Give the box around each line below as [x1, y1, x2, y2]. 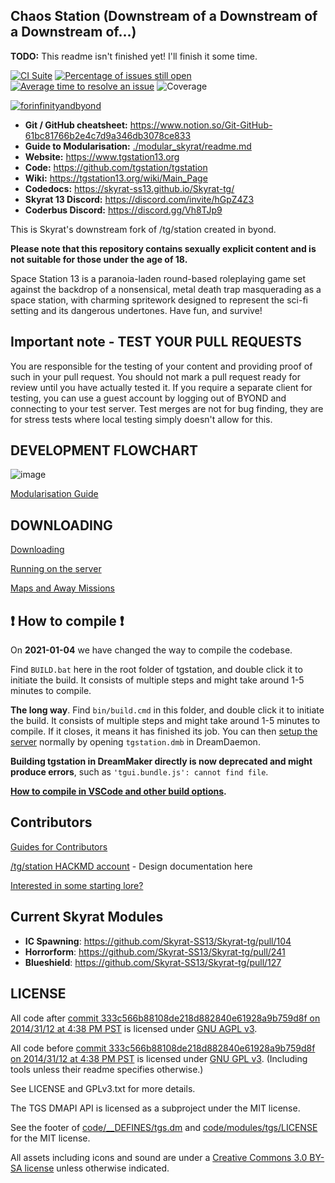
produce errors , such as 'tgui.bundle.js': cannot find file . [10, 766, 269, 778]
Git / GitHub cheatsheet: [24, 119, 128, 131]
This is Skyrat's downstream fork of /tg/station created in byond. [10, 223, 277, 235]
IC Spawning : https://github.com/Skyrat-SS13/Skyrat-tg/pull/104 [24, 935, 292, 947]
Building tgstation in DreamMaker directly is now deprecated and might [10, 755, 313, 768]
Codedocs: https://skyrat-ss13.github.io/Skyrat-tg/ [24, 182, 235, 194]
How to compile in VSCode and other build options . [10, 785, 227, 798]
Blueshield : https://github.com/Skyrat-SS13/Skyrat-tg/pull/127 [24, 956, 282, 968]
